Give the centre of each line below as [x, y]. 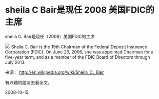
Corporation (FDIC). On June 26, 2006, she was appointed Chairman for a [79, 52]
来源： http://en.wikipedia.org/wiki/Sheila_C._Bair [54, 72]
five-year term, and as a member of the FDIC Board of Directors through [78, 57]
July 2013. [15, 62]
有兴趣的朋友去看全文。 [29, 82]
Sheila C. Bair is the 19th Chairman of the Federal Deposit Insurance [79, 47]
